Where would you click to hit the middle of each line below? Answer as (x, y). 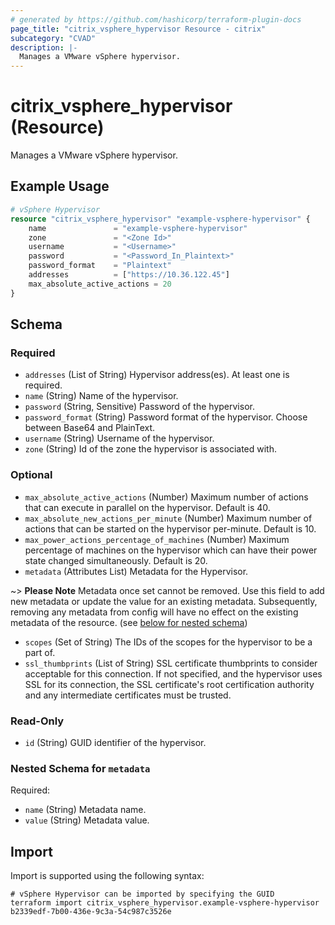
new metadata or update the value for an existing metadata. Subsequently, (164, 601)
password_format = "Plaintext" (100, 266)
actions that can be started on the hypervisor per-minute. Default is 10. (170, 528)
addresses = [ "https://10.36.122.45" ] (129, 275)
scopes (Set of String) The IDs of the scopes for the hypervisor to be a (168, 642)
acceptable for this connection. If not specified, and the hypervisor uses (173, 673)
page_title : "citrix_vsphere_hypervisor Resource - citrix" (138, 29)
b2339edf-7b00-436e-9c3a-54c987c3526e (91, 912)
